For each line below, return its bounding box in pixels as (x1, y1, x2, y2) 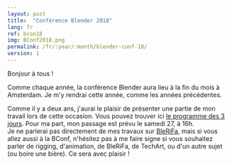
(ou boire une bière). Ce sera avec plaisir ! (7, 149, 130, 158)
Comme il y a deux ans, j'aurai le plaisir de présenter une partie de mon (7, 104, 216, 113)
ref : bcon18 (7, 30, 43, 38)
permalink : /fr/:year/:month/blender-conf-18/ (7, 43, 148, 50)
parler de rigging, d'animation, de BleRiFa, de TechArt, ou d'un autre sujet (7, 142, 223, 150)
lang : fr (7, 23, 33, 30)
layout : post (7, 10, 46, 18)
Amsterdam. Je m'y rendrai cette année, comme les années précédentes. (7, 90, 222, 99)
